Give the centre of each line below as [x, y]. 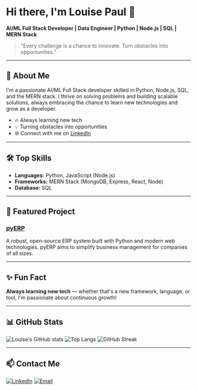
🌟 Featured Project [40, 211]
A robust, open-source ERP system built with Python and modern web [91, 241]
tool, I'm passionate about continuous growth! [62, 297]
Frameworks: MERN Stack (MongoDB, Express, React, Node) [89, 182]
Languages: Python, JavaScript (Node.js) [65, 175]
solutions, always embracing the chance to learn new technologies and [92, 102]
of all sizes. [20, 254]
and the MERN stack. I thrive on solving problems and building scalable [92, 96]
